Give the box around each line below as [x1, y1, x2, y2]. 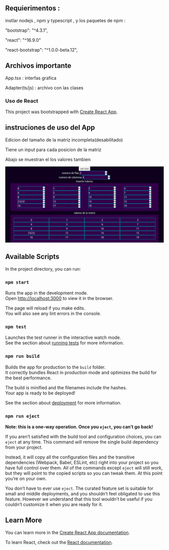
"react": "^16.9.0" [5, 37, 41, 43]
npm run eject [5, 413, 40, 419]
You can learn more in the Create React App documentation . [5, 529, 130, 535]
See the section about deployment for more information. [5, 399, 122, 406]
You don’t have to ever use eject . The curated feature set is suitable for [5, 485, 153, 491]
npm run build [5, 354, 40, 359]
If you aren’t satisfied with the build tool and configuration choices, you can [5, 433, 162, 439]
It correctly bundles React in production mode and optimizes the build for [5, 369, 157, 375]
